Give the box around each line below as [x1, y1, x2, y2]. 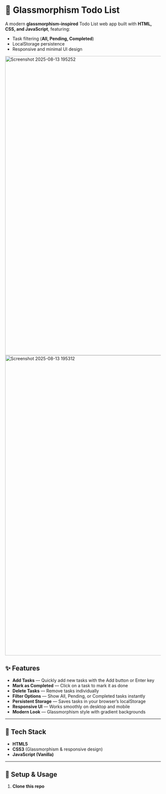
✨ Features [5, 664, 40, 672]
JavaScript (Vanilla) [12, 751, 54, 757]
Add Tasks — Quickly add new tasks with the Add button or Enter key [12, 677, 155, 683]
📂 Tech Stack [5, 728, 46, 736]
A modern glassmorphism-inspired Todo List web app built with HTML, [5, 21, 152, 27]
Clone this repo [12, 783, 44, 790]
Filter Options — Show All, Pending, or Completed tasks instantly [12, 693, 146, 699]
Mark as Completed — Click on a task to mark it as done [12, 682, 128, 688]
